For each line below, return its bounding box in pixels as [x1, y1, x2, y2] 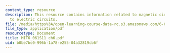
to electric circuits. [10, 17, 58, 22]
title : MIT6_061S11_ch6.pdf [5, 36, 65, 41]
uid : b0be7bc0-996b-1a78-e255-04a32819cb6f [5, 40, 99, 45]
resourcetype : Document [5, 31, 56, 36]
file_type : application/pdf [5, 26, 65, 31]
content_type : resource [5, 7, 56, 13]
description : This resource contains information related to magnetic [5, 12, 157, 17]
